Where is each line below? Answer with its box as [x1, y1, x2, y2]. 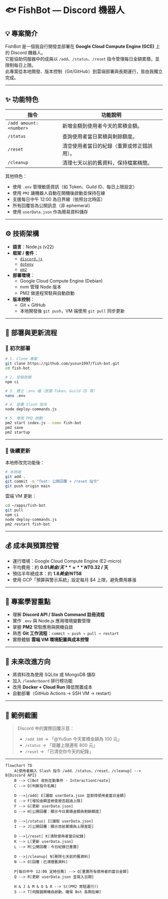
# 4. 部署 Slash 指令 [5, 402, 47, 407]
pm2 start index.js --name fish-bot [5, 421, 81, 426]
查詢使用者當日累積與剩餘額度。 [62, 133, 137, 140]
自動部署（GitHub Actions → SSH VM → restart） [12, 690, 114, 696]
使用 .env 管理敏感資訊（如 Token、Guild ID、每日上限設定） [12, 184, 137, 190]
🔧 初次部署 [5, 345, 31, 352]
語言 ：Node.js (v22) [12, 244, 54, 250]
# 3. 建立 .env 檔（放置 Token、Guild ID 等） [5, 388, 97, 393]
